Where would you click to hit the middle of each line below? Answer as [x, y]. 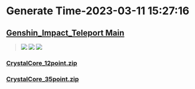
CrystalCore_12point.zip [42, 63]
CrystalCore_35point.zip [43, 79]
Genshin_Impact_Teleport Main [65, 33]
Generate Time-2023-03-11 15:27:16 [98, 11]
